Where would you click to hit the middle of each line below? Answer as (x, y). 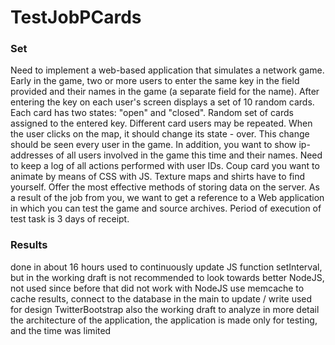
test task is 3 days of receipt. (70, 219)
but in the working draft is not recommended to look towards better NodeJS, (167, 277)
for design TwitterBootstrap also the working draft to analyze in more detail (165, 309)
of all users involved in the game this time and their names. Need (189, 155)
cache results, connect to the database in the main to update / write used (161, 298)
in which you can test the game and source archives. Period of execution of (166, 208)
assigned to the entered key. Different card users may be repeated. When (161, 123)
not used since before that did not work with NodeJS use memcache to (157, 288)
